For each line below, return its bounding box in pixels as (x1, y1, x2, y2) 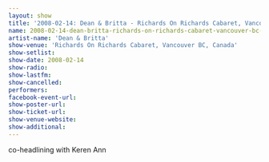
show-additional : (8, 123, 66, 131)
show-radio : (8, 64, 48, 72)
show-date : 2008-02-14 (8, 57, 84, 65)
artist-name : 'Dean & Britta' (8, 34, 110, 42)
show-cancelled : (8, 78, 62, 86)
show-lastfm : (8, 71, 52, 79)
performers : (8, 85, 48, 94)
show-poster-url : (8, 101, 66, 109)
